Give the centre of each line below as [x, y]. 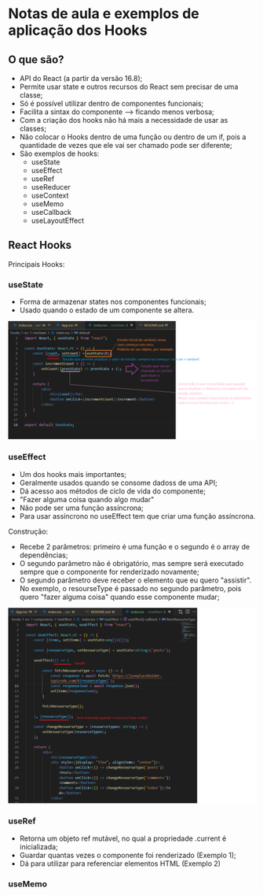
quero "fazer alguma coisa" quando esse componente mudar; [119, 597]
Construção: [28, 531]
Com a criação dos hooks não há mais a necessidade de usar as [124, 120]
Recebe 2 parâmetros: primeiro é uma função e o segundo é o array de [134, 546]
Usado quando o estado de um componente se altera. [107, 310]
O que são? [36, 59]
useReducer [51, 187]
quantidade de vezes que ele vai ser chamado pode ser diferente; [126, 145]
